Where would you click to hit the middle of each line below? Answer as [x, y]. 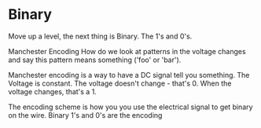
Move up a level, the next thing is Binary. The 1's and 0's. [100, 36]
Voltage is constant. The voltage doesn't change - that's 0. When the [120, 83]
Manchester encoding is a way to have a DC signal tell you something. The [129, 75]
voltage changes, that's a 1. [52, 91]
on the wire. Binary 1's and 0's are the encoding [85, 115]
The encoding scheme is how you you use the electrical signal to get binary [130, 107]
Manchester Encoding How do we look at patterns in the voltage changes [127, 51]
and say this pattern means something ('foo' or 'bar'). [95, 60]
